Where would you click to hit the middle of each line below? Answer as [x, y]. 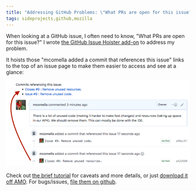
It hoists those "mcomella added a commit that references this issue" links [95, 60]
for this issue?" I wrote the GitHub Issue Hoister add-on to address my [90, 42]
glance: [15, 72]
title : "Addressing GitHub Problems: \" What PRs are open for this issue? [99, 12]
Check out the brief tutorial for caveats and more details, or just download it [97, 176]
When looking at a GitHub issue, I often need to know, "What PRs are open [95, 36]
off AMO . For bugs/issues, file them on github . [62, 182]
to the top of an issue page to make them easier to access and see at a [91, 66]
